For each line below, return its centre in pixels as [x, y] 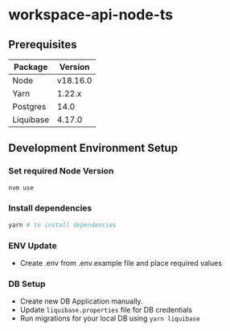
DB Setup [27, 284]
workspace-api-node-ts [91, 15]
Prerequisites [43, 45]
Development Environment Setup [93, 148]
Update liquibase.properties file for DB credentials [106, 310]
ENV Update [33, 245]
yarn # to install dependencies [62, 225]
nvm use [21, 188]
